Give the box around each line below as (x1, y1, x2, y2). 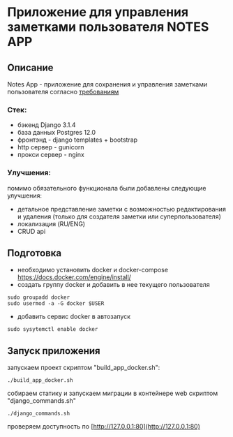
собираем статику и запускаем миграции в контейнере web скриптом (7, 389, 218, 398)
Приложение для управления (7, 4, 189, 20)
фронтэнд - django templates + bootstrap (17, 135, 138, 144)
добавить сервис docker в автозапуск (17, 312, 131, 321)
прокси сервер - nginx (17, 151, 85, 159)
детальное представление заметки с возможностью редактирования (17, 205, 227, 213)
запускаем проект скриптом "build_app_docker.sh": (7, 364, 160, 372)
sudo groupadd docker (7, 294, 70, 301)
